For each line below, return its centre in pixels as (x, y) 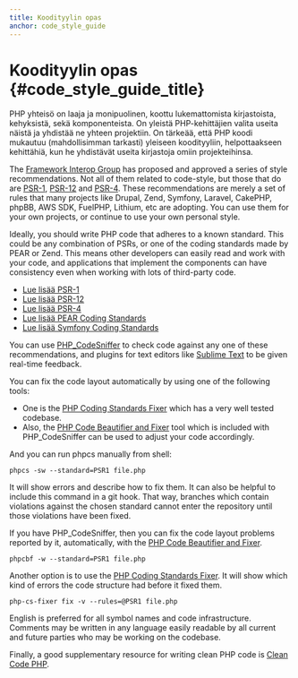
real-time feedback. (46, 365)
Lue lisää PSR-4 (52, 309)
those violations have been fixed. (70, 516)
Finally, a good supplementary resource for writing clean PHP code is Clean (149, 655)
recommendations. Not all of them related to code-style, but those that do (145, 179)
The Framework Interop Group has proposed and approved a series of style (149, 169)
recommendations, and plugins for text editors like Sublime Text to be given (149, 355)
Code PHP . (30, 665)
